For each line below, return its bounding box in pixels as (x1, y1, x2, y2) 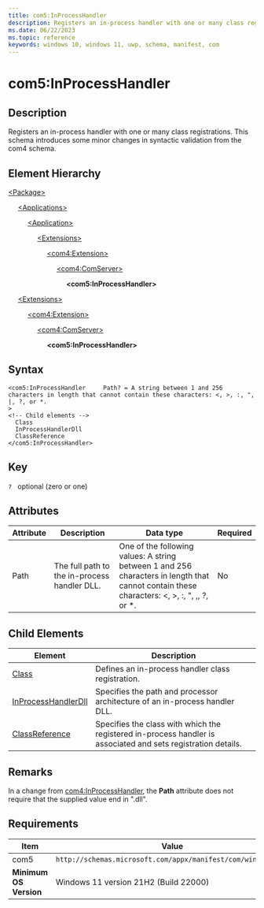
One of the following (119, 541, 194, 552)
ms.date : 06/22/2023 (8, 26, 76, 34)
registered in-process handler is (95, 728, 215, 739)
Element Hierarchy (8, 166, 101, 180)
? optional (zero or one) (8, 482, 88, 491)
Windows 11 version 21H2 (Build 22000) (55, 876, 210, 888)
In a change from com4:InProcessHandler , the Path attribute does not (8, 786, 234, 795)
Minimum (12, 866, 49, 877)
